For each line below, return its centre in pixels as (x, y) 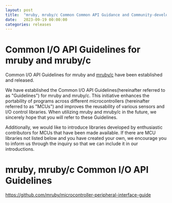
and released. (20, 80)
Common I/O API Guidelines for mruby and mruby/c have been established (84, 75)
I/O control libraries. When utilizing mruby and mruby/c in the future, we (81, 112)
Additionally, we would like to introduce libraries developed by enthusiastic (84, 127)
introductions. (20, 149)
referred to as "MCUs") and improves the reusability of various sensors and (85, 107)
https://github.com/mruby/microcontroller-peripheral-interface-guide (78, 195)
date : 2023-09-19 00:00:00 (36, 19)
